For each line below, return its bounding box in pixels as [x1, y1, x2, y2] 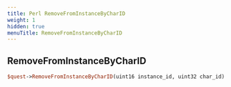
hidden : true [7, 23, 45, 30]
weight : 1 [7, 17, 36, 23]
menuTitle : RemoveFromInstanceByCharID [7, 29, 123, 37]
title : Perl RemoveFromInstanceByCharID [7, 10, 126, 17]
